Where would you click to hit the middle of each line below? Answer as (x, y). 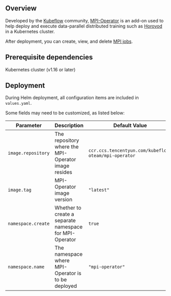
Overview (21, 8)
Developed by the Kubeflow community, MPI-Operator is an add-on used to (84, 20)
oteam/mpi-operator (112, 156)
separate (65, 221)
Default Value (130, 126)
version (63, 199)
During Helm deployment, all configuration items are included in (72, 98)
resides (63, 172)
